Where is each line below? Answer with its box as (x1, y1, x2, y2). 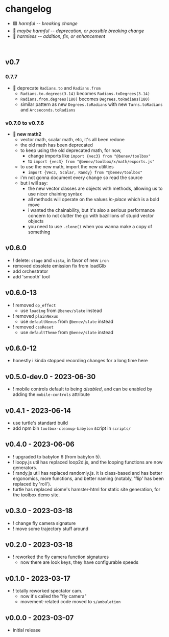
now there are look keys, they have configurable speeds (20, 559, 139, 565)
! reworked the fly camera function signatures (12, 554, 109, 560)
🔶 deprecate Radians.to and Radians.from (12, 85, 101, 91)
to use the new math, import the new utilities (20, 163, 114, 169)
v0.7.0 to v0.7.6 (5, 119, 44, 126)
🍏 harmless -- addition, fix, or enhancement (12, 33, 106, 39)
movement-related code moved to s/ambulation (20, 599, 121, 605)
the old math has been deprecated (20, 142, 93, 148)
